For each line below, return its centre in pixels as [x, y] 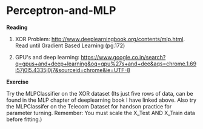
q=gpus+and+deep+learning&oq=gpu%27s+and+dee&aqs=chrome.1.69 [106, 64]
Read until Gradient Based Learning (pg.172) [70, 45]
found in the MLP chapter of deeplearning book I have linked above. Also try [101, 100]
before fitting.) [24, 119]
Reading [17, 27]
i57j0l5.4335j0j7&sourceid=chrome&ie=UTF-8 [72, 70]
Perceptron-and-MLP [61, 11]
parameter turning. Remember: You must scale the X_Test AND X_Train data [101, 113]
